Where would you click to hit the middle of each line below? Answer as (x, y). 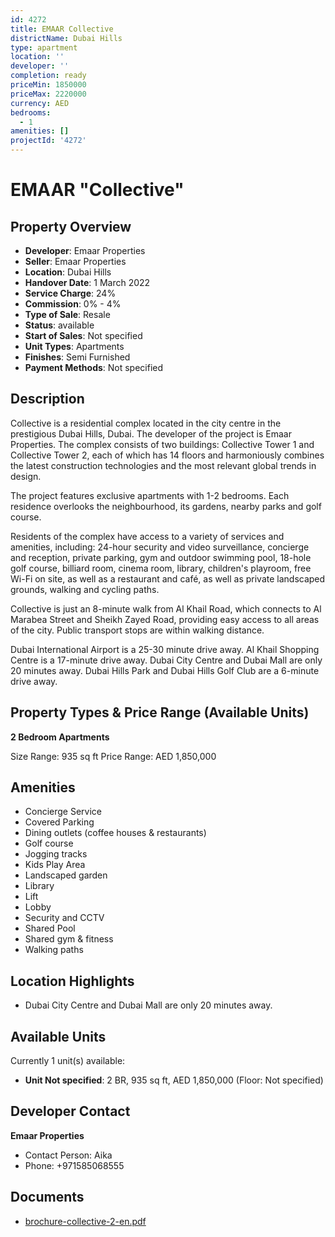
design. (26, 476)
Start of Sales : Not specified (83, 335)
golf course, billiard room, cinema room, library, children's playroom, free (161, 568)
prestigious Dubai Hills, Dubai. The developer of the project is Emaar (151, 433)
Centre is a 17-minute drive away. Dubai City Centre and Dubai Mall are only (166, 660)
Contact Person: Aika (68, 1155)
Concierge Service (63, 812)
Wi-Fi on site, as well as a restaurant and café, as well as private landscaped (168, 578)
